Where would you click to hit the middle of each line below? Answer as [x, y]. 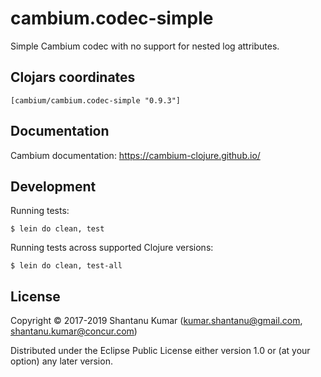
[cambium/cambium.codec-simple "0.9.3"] [96, 100]
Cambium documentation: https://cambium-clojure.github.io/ [135, 155]
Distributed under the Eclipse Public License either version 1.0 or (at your [160, 351]
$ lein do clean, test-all [66, 266]
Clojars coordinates [73, 77]
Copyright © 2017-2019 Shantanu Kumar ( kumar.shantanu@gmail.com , [156, 321]
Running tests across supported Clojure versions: [112, 248]
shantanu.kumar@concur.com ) [74, 331]
